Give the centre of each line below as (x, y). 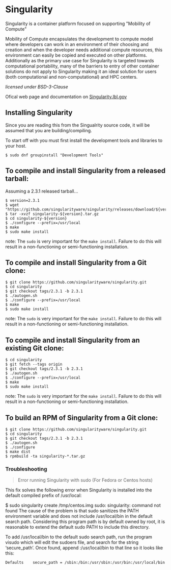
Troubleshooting (26, 469)
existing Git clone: (35, 348)
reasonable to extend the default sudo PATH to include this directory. (78, 527)
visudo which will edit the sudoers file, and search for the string (72, 542)
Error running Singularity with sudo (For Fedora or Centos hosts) (85, 480)
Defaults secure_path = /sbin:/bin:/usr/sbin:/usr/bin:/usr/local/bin (85, 563)
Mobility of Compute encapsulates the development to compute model (79, 39)
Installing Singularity (39, 113)
